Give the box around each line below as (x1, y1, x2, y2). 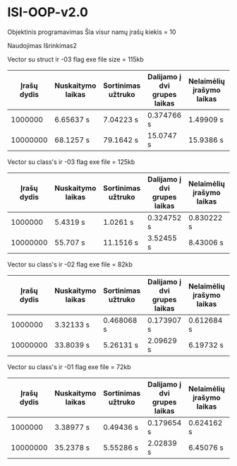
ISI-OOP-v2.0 (7, 4, 88, 21)
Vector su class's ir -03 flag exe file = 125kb (7, 157, 135, 166)
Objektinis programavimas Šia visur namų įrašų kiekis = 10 (7, 28, 176, 36)
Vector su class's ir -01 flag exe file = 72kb (7, 362, 132, 371)
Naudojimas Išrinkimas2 (7, 41, 78, 49)
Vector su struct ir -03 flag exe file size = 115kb (7, 54, 145, 64)
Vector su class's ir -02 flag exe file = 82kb (7, 260, 133, 269)
